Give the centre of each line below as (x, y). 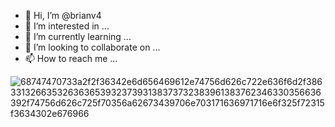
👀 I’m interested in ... (67, 26)
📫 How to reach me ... (71, 58)
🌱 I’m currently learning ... (78, 36)
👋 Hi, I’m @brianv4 (63, 15)
